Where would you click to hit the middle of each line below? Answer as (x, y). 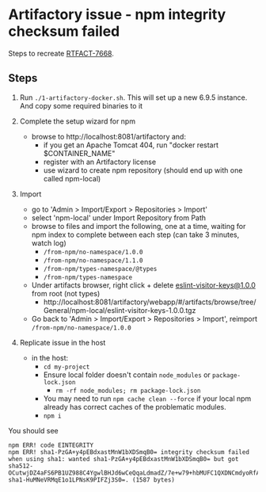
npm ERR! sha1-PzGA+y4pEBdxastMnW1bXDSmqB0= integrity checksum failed (129, 452)
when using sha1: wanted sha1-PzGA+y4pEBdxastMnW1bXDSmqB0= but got (123, 459)
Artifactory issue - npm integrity (117, 15)
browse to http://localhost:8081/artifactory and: (108, 136)
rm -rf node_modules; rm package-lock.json (128, 391)
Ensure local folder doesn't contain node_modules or (127, 375)
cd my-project (66, 367)
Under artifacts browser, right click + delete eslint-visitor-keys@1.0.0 (143, 285)
